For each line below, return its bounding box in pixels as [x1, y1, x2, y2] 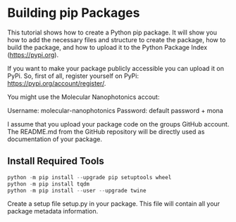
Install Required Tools [7, 155, 104, 167]
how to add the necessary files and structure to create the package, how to [7, 35, 226, 44]
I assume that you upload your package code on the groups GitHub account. [7, 119, 230, 128]
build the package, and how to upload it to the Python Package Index [7, 43, 208, 51]
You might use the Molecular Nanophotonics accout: [7, 93, 160, 101]
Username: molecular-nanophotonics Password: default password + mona [7, 106, 223, 115]
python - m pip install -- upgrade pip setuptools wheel [7, 174, 172, 181]
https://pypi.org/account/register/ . [7, 79, 106, 87]
